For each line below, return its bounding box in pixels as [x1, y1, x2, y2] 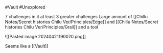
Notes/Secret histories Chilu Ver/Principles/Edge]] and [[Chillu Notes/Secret [5, 19, 158, 25]
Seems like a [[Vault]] [5, 43, 48, 49]
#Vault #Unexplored [5, 4, 46, 10]
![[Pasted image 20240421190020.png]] [5, 34, 86, 39]
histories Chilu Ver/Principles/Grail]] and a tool [5, 24, 99, 30]
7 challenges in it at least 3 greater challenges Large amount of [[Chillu [5, 14, 148, 19]
